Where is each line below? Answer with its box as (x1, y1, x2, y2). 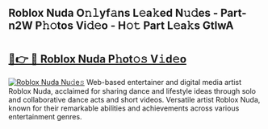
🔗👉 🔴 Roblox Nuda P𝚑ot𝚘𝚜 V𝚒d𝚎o (8, 52, 187, 66)
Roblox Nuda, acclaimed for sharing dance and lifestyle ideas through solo (8, 87, 257, 95)
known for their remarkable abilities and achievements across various (8, 103, 240, 113)
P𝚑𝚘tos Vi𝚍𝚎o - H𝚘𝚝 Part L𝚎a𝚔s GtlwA (35, 19, 234, 33)
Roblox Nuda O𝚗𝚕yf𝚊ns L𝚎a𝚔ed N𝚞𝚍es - (8, 6, 219, 20)
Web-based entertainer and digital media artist (86, 78, 242, 87)
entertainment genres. (8, 112, 82, 121)
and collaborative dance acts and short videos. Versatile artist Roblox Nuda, (8, 95, 261, 104)
